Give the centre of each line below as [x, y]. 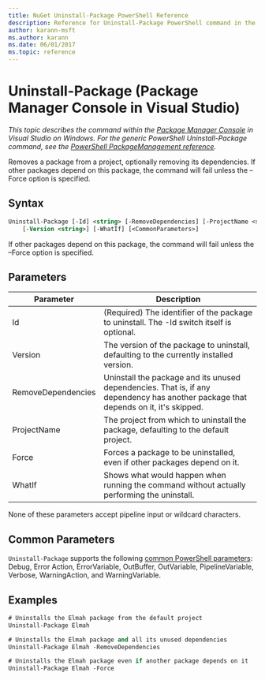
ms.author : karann [38, 37]
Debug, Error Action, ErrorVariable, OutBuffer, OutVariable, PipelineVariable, [131, 567]
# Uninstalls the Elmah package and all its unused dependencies [118, 640]
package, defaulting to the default [166, 430]
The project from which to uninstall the [175, 420]
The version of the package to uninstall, [177, 346]
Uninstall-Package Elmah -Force [61, 669]
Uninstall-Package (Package [103, 91]
